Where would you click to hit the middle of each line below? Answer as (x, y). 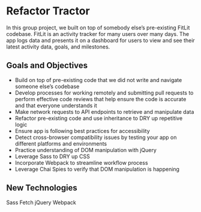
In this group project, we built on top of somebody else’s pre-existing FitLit (98, 28)
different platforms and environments (61, 143)
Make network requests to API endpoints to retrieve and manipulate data (104, 111)
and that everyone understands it (56, 105)
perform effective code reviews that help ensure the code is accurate (100, 99)
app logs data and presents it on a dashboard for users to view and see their (100, 40)
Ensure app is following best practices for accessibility (82, 131)
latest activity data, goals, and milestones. (58, 47)
